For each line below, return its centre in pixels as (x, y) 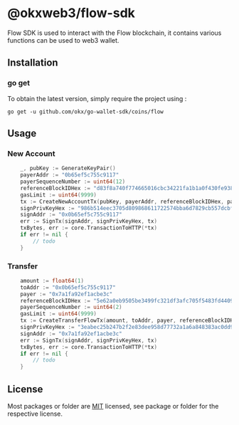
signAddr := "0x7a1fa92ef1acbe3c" (71, 334)
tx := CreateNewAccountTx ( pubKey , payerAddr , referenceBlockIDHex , (122, 201)
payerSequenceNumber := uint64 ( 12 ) (73, 182)
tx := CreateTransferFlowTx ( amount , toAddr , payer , (98, 321)
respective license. (35, 414)
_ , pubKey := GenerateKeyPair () (68, 169)
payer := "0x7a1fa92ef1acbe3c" (67, 294)
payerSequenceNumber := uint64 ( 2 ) (71, 308)
